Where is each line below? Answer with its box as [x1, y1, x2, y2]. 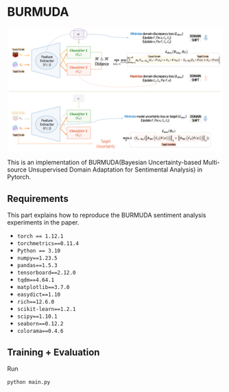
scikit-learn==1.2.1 [16, 306, 76, 313]
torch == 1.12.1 [16, 233, 64, 240]
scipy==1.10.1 [16, 313, 58, 320]
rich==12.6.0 [16, 299, 55, 305]
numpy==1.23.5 [16, 255, 58, 262]
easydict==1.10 [16, 291, 61, 299]
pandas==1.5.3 [16, 262, 58, 269]
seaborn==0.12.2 [16, 321, 64, 327]
